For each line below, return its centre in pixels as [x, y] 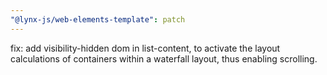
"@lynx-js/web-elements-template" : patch [98, 19]
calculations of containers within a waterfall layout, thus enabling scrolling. [164, 58]
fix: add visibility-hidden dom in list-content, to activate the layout [145, 48]
